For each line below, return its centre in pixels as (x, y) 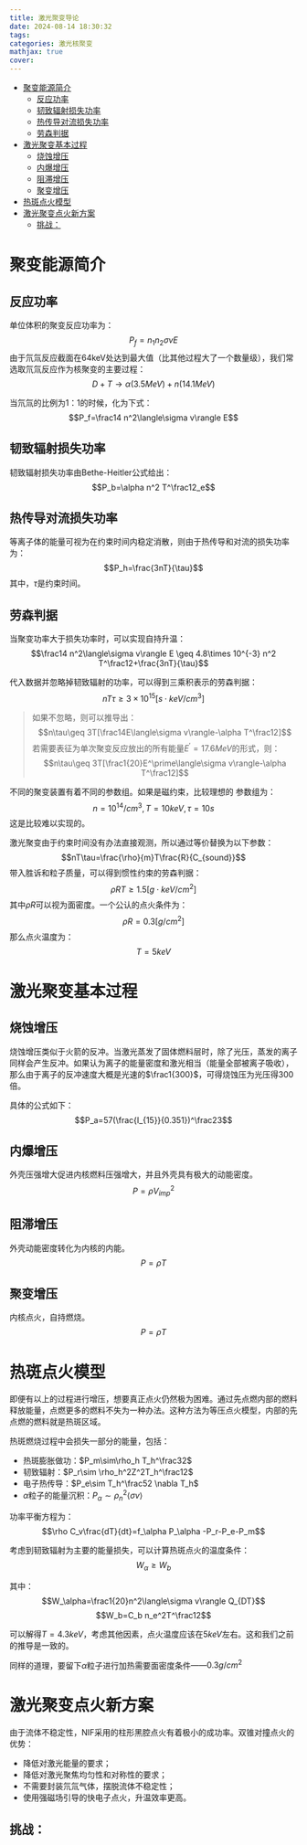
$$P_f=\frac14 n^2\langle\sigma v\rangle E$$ (153, 418)
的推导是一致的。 (42, 1645)
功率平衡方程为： (42, 1516)
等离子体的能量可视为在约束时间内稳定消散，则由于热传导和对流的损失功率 (149, 542)
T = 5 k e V (153, 951)
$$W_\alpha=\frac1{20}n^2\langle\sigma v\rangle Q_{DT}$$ (153, 1601)
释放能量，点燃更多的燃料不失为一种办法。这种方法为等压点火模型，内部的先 (153, 1410)
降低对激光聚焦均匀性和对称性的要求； (95, 1775)
